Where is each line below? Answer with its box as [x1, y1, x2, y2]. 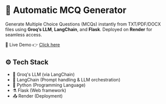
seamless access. [5, 31, 42, 37]
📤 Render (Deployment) [12, 92, 63, 99]
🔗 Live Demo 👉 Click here [5, 41, 60, 47]
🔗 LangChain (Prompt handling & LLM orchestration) [12, 76, 121, 82]
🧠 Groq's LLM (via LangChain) [12, 71, 75, 77]
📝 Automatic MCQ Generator [5, 4, 127, 16]
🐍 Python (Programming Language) [12, 82, 86, 88]
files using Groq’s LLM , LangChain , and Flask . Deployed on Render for [5, 26, 152, 32]
